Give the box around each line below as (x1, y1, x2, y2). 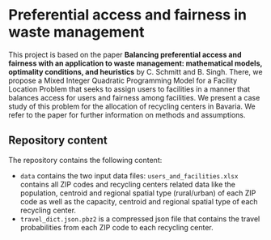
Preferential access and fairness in (8, 6, 247, 24)
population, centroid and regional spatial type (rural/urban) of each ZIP (19, 188, 256, 198)
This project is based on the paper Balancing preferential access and (8, 49, 242, 59)
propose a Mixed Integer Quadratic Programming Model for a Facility (8, 75, 238, 85)
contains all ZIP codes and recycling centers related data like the (19, 179, 236, 189)
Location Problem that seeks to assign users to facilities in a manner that (8, 84, 251, 94)
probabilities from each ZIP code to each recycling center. (19, 222, 214, 232)
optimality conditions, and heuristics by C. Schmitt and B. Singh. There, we (8, 66, 263, 76)
